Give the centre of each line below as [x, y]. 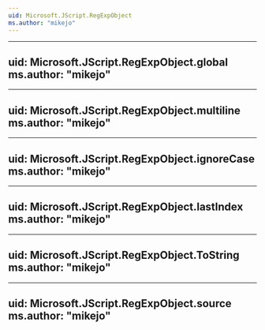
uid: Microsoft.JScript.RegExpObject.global [118, 62]
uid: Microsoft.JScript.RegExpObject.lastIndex [126, 207]
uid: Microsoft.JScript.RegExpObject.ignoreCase [131, 159]
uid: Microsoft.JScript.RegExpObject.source [120, 304]
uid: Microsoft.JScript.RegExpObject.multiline [124, 110]
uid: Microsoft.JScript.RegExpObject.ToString [124, 255]
